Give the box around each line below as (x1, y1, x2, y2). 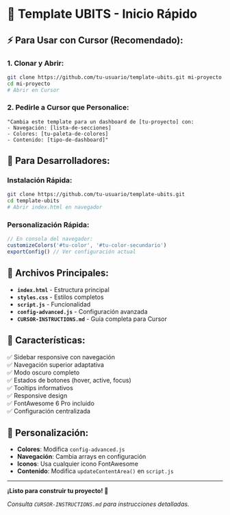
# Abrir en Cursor (7, 86, 60, 93)
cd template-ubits (7, 197, 60, 204)
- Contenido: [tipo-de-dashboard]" (7, 136, 109, 143)
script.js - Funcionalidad (16, 300, 91, 308)
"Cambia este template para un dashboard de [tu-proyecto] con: (7, 118, 194, 125)
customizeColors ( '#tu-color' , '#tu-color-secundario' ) (7, 242, 167, 249)
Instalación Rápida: (7, 176, 73, 185)
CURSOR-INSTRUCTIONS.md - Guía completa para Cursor (16, 315, 168, 323)
